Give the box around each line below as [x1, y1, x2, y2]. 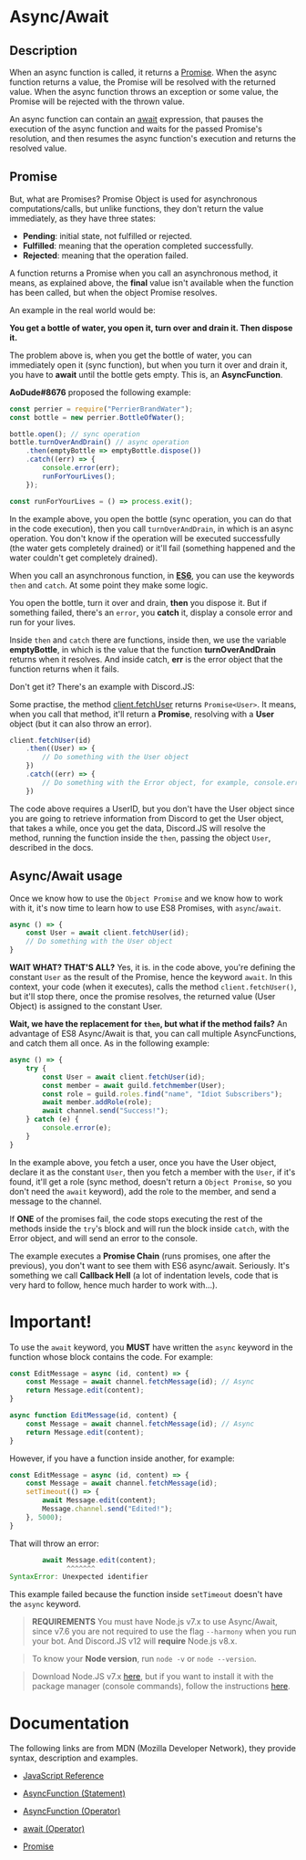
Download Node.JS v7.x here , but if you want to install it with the [31, 1671, 274, 1682]
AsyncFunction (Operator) [22, 1805, 121, 1817]
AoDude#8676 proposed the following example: [9, 386, 191, 398]
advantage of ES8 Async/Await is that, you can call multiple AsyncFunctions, [9, 1029, 297, 1039]
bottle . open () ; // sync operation [9, 429, 141, 439]
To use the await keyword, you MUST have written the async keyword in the [9, 1342, 293, 1353]
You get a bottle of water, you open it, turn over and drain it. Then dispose [9, 322, 293, 333]
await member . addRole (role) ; [42, 1098, 153, 1107]
